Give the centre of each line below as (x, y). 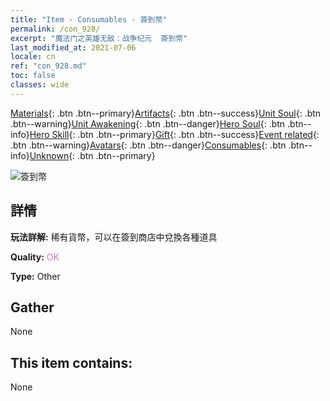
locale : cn (33, 57)
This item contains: (71, 362)
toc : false (33, 76)
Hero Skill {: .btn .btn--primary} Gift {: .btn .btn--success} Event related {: (174, 134)
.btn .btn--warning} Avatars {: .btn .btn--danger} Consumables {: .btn (148, 145)
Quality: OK (35, 257)
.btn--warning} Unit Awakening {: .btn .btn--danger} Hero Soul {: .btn (148, 123)
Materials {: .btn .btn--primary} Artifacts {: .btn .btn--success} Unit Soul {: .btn (166, 113)
